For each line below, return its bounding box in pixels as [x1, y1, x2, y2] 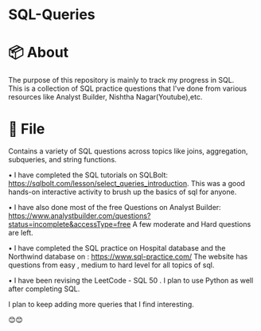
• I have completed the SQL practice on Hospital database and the [8, 243, 226, 253]
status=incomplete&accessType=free [8, 220, 131, 229]
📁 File [8, 120, 45, 138]
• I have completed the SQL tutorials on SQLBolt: [8, 170, 169, 180]
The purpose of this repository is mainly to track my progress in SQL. [8, 76, 235, 85]
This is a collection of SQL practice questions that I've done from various [8, 84, 247, 93]
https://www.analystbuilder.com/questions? [8, 211, 151, 220]
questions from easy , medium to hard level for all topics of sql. [8, 260, 215, 270]
